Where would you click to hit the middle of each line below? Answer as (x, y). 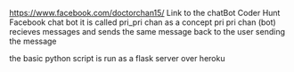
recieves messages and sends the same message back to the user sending (147, 32)
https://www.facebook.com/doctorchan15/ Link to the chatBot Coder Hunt (145, 13)
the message (33, 41)
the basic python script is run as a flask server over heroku (117, 58)
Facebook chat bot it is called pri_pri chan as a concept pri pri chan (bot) (143, 22)
